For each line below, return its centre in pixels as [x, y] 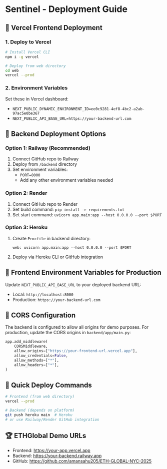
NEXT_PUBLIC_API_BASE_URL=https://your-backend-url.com [72, 118]
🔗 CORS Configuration [40, 315]
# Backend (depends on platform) [40, 411]
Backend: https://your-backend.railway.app [57, 456]
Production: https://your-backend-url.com [56, 299]
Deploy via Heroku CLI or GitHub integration [58, 257]
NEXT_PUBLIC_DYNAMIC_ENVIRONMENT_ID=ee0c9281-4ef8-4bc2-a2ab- [78, 109]
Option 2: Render [26, 193]
